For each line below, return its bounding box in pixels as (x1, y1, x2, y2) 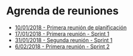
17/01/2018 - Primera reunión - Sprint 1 (14, 30, 110, 37)
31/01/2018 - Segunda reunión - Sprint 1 (14, 36, 113, 43)
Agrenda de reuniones (6, 4, 119, 18)
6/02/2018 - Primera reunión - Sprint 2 (14, 43, 110, 50)
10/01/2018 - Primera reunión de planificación (14, 24, 127, 31)
